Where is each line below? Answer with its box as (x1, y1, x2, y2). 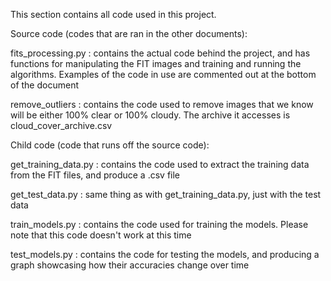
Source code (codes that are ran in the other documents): (10, 28, 248, 39)
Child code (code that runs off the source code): (10, 139, 210, 151)
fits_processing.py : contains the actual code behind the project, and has (10, 47, 311, 59)
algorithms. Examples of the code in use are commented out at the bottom (10, 69, 317, 80)
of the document (10, 79, 79, 91)
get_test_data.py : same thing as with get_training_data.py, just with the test (10, 189, 322, 200)
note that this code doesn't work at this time (10, 229, 192, 241)
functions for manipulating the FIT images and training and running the (10, 58, 302, 69)
